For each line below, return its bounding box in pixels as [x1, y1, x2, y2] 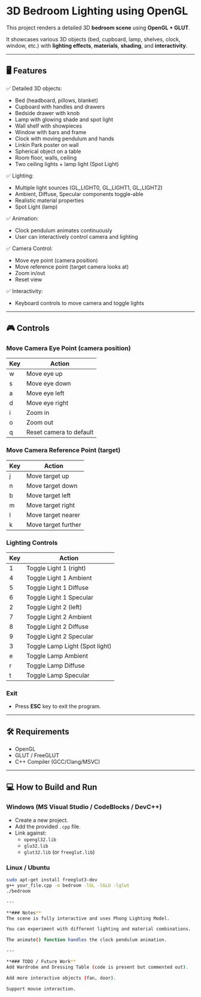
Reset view [14, 276, 42, 283]
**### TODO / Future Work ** [6, 959, 77, 965]
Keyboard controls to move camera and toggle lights [14, 299, 145, 306]
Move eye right [26, 399, 69, 407]
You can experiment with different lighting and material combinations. [6, 926, 191, 932]
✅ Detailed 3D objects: [6, 85, 63, 92]
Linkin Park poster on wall [14, 141, 79, 148]
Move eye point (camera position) [14, 257, 98, 264]
